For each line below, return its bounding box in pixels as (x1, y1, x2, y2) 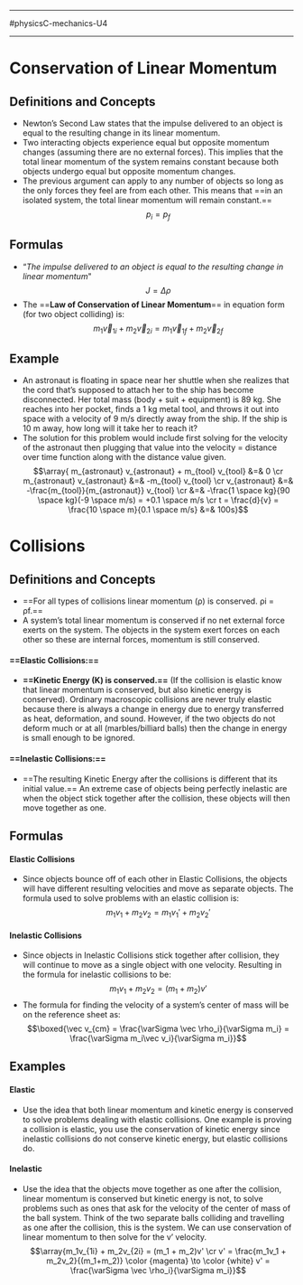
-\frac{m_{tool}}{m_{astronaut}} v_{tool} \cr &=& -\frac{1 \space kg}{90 (26, 485, 290, 496)
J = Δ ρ (145, 285, 171, 295)
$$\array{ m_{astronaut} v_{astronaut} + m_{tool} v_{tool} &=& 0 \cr (32, 466, 284, 477)
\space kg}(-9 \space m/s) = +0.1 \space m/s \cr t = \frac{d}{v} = (37, 494, 280, 506)
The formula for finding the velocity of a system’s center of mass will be (22, 999, 289, 1010)
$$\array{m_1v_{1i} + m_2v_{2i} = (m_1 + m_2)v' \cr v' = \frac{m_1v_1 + (30, 1245, 287, 1256)
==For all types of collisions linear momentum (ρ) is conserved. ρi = (22, 596, 275, 606)
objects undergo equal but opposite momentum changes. (22, 166, 236, 176)
